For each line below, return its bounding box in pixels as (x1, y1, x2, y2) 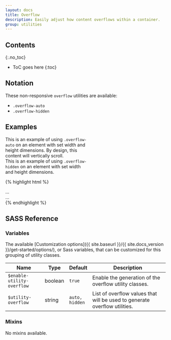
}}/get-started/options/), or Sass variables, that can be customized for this (5, 246, 161, 253)
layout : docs (5, 7, 33, 13)
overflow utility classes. (92, 281, 149, 288)
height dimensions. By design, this (5, 147, 77, 153)
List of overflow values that (92, 290, 157, 297)
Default (69, 264, 88, 271)
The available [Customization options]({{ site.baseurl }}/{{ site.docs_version (5, 241, 164, 247)
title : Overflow (5, 12, 40, 17)
